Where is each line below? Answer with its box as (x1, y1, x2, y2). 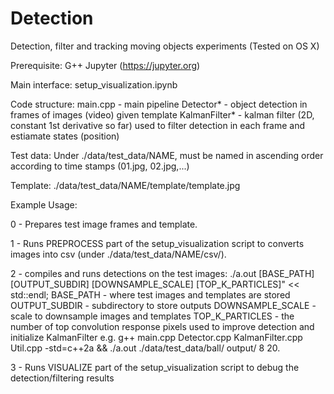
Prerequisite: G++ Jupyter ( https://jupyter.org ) (10, 59, 201, 71)
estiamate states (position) (10, 130, 120, 142)
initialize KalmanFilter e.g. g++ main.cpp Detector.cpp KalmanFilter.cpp (10, 331, 303, 343)
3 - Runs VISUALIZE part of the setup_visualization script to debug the (10, 361, 300, 373)
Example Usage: (10, 198, 78, 211)
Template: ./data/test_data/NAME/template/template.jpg (10, 179, 241, 191)
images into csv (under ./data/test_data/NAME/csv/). (10, 248, 227, 260)
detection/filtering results (10, 372, 115, 384)
